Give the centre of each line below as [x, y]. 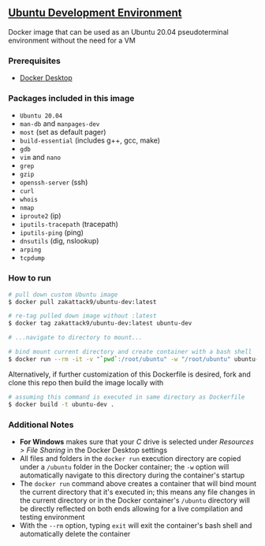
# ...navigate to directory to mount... [76, 338]
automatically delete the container [75, 533]
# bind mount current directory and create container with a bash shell [130, 352]
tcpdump [32, 258]
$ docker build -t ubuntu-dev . [61, 404]
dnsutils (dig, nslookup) [59, 241]
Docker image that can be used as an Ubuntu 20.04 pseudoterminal [118, 32]
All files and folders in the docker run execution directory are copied [130, 458]
